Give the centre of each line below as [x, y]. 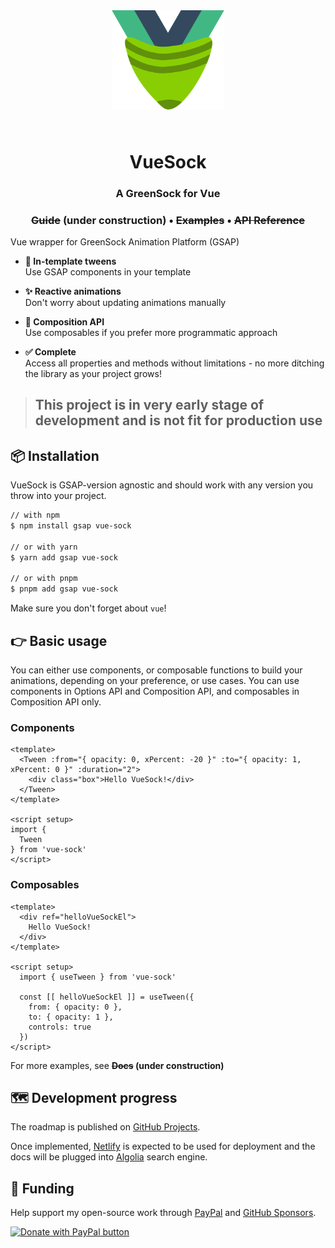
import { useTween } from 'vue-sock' [98, 977]
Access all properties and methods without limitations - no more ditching [174, 363]
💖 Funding [42, 1188]
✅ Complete [50, 351]
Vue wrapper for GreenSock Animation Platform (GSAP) [125, 241]
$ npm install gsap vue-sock [71, 525]
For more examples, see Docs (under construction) [117, 1065]
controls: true [60, 1027]
